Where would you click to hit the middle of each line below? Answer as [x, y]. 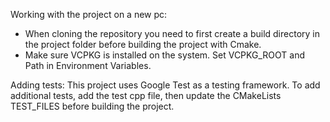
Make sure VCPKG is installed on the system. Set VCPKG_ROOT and [164, 55]
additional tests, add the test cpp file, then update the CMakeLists [146, 95]
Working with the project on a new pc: [89, 14]
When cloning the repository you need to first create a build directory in [172, 33]
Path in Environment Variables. [88, 65]
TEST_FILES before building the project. [92, 106]
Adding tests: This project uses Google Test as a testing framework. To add [165, 85]
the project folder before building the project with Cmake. [143, 44]
